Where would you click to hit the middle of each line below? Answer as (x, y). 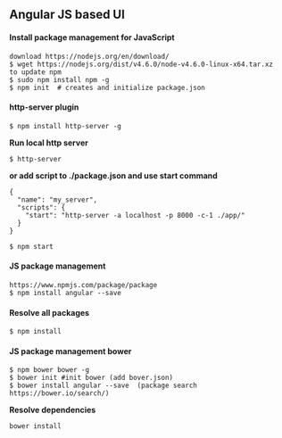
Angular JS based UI (67, 15)
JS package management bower (70, 351)
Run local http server (49, 143)
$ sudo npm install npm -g (59, 79)
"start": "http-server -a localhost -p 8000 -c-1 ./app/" (135, 215)
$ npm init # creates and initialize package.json (107, 87)
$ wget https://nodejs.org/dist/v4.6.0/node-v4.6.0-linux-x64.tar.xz (141, 64)
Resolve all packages (50, 312)
